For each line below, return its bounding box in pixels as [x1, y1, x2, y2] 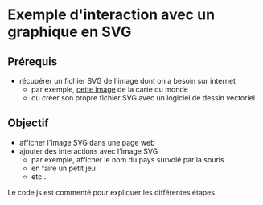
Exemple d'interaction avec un [7, 6, 215, 24]
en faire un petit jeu [31, 163, 96, 173]
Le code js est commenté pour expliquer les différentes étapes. [7, 187, 217, 197]
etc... [31, 171, 49, 182]
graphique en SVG [7, 23, 132, 41]
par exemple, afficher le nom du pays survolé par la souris [31, 154, 224, 164]
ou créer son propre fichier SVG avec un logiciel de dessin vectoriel [31, 93, 255, 102]
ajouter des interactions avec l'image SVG [18, 146, 158, 156]
